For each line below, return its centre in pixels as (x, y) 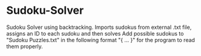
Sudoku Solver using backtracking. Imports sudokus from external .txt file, (99, 27)
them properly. (25, 46)
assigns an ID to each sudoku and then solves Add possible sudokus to (95, 33)
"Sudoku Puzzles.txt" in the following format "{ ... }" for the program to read (101, 40)
